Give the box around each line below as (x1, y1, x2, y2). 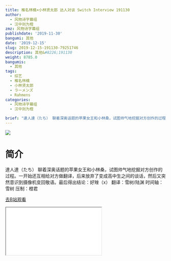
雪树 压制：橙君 (5, 185, 38, 191)
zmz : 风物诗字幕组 (5, 26, 40, 31)
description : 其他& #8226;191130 (5, 50, 72, 55)
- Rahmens (10, 92, 31, 97)
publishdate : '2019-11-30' (5, 31, 63, 36)
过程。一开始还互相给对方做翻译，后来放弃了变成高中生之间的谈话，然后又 (5, 173, 161, 179)
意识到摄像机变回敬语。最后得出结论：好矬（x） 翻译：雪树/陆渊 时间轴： (9, 179, 164, 185)
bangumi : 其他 (5, 36, 34, 41)
